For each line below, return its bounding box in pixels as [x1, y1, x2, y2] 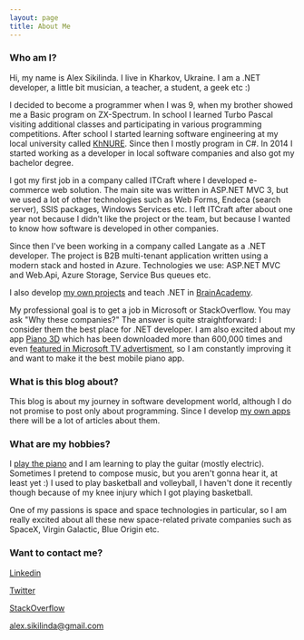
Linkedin [9, 567, 42, 578]
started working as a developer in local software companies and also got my [9, 147, 295, 159]
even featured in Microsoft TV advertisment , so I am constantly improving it [9, 343, 291, 354]
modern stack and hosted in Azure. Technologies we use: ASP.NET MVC [9, 259, 281, 270]
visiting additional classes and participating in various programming [9, 119, 262, 130]
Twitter [9, 585, 36, 596]
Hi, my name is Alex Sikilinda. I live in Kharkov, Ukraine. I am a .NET [9, 72, 261, 82]
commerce [9, 184, 50, 195]
